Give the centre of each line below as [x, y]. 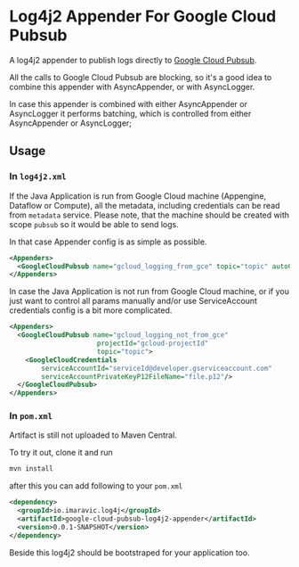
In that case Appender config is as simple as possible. [108, 242]
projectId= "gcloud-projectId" [153, 343]
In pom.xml [31, 416]
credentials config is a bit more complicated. [91, 310]
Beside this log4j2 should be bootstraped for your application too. [130, 552]
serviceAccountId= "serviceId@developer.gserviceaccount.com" [157, 368]
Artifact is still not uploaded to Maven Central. [93, 435]
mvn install [31, 469]
